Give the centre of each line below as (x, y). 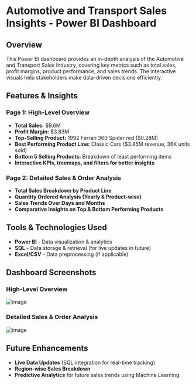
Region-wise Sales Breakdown (52, 368)
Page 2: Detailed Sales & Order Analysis (64, 178)
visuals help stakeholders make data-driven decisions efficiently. (84, 78)
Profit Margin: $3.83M (42, 131)
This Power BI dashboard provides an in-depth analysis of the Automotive (95, 59)
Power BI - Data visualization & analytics (63, 242)
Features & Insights (42, 96)
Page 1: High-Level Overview (48, 112)
